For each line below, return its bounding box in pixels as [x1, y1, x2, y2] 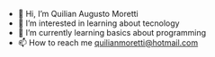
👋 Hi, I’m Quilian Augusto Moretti [17, 9, 139, 19]
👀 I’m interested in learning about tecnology [17, 18, 180, 28]
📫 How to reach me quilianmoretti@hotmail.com [17, 37, 199, 48]
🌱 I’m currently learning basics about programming [17, 28, 207, 37]
